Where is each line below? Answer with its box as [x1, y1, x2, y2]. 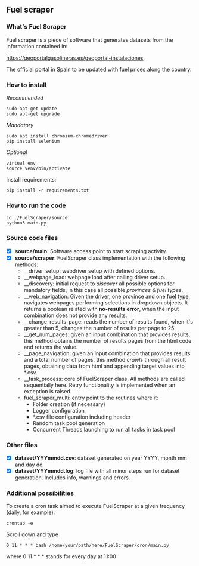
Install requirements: [6, 176, 57, 183]
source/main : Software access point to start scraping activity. [14, 247, 168, 254]
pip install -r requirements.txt [6, 187, 89, 193]
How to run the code [6, 201, 67, 210]
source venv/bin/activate [6, 165, 70, 171]
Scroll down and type [6, 531, 58, 538]
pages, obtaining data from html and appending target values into [23, 362, 185, 370]
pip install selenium [6, 138, 60, 144]
